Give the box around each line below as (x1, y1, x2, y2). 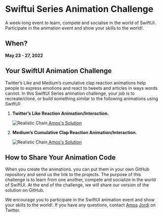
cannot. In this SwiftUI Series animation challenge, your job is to (5, 90, 135, 96)
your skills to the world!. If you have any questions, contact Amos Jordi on (5, 202, 156, 208)
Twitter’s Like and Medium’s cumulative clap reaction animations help (5, 80, 146, 86)
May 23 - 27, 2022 (5, 52, 43, 58)
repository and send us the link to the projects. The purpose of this (5, 172, 141, 178)
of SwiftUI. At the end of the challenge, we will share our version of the (5, 182, 149, 188)
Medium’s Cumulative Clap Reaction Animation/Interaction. (12, 129, 137, 135)
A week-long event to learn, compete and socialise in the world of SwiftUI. (5, 20, 156, 26)
